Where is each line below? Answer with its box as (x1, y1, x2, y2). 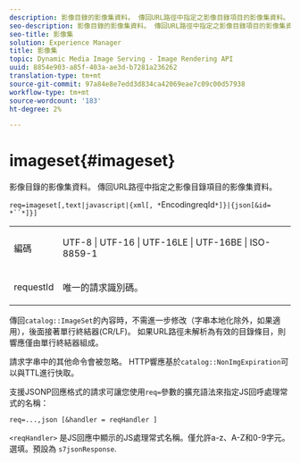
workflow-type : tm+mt (9, 88, 90, 97)
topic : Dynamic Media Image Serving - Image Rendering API (9, 55, 234, 63)
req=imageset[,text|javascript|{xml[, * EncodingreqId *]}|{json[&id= (9, 199, 271, 210)
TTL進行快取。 (24, 367, 79, 378)
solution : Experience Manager (9, 38, 122, 47)
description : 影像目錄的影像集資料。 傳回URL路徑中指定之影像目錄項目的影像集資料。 (9, 13, 290, 22)
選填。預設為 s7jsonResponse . (9, 443, 118, 454)
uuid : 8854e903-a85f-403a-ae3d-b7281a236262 (9, 63, 178, 72)
